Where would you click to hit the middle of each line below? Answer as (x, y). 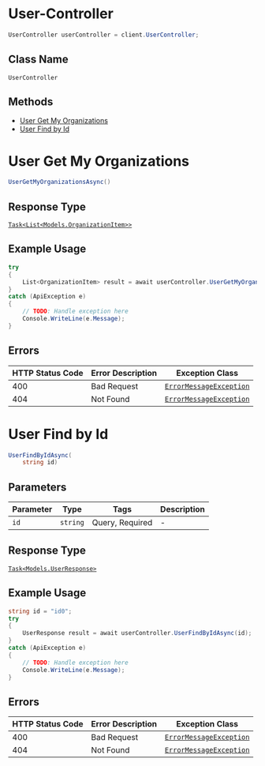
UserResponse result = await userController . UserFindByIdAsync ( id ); (137, 633)
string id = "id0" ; (40, 611)
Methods (31, 102)
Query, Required (122, 523)
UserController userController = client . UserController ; (104, 35)
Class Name (38, 60)
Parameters (37, 487)
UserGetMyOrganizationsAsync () (60, 182)
